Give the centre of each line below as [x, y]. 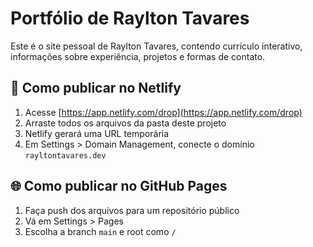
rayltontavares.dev [65, 155]
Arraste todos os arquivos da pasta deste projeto [125, 123]
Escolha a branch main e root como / [100, 231]
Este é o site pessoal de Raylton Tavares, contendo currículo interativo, [156, 46]
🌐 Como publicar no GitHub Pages [119, 186]
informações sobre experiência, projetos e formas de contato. [138, 56]
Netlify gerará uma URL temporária [97, 133]
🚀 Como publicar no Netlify [96, 88]
